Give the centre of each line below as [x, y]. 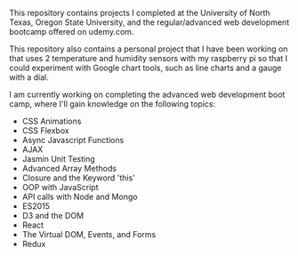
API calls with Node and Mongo [80, 196]
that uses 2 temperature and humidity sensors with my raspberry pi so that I [149, 58]
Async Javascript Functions [73, 140]
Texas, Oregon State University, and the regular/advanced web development [149, 22]
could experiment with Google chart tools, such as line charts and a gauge [145, 68]
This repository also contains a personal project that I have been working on [149, 49]
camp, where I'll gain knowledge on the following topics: [113, 104]
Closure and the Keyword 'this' [79, 178]
